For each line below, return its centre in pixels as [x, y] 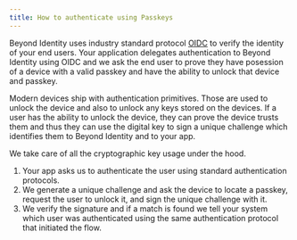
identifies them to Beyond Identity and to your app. [103, 136]
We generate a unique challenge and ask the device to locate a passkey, [155, 189]
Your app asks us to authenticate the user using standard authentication [154, 170]
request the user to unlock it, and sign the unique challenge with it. [144, 199]
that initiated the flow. [62, 228]
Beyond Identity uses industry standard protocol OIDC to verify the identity [146, 43]
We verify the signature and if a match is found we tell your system [145, 208]
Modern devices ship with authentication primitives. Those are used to [139, 98]
